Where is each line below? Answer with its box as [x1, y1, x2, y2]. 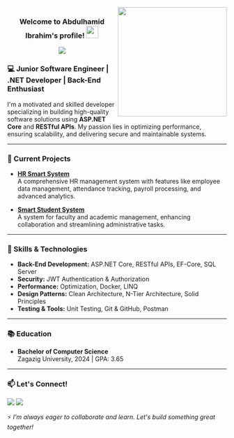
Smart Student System [17, 205, 85, 214]
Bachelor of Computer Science [17, 347, 109, 356]
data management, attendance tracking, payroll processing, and [17, 184, 201, 193]
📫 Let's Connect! [7, 379, 68, 389]
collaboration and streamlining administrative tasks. [17, 220, 166, 228]
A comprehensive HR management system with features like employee [17, 177, 221, 185]
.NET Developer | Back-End [7, 75, 101, 85]
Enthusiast [7, 84, 45, 94]
